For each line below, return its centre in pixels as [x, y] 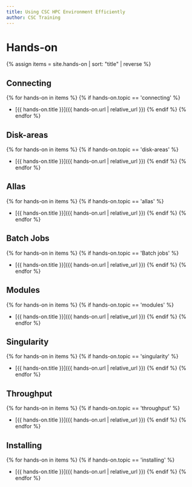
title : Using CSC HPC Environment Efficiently [66, 12]
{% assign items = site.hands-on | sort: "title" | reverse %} [79, 64]
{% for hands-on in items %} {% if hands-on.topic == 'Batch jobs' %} [93, 253]
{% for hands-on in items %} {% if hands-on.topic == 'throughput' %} [93, 408]
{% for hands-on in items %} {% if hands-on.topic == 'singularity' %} [92, 356]
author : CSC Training [34, 18]
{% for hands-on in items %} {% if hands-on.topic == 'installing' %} [91, 460]
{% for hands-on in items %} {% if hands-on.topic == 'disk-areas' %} [93, 149]
